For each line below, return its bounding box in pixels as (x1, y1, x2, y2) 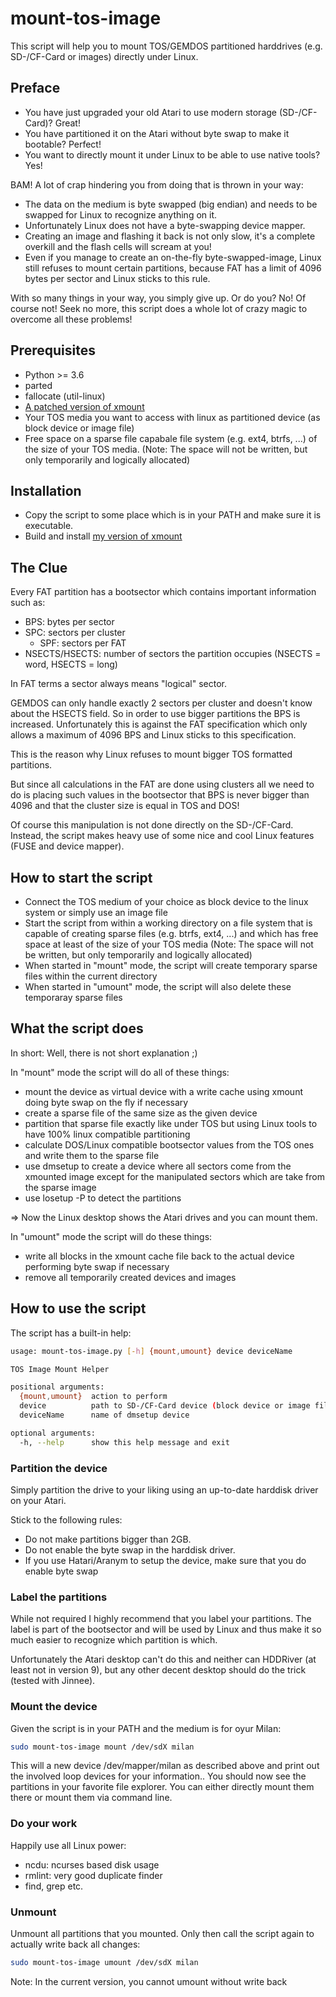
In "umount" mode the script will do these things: (10, 1230, 213, 1242)
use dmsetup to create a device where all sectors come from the (24, 1160, 292, 1172)
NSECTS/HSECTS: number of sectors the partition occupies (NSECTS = (24, 648, 322, 660)
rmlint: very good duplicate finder (24, 1869, 163, 1881)
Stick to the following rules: (10, 1513, 123, 1526)
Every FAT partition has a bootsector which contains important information (10, 586, 317, 598)
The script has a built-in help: (10, 1327, 132, 1339)
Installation (10, 482, 82, 499)
